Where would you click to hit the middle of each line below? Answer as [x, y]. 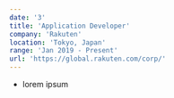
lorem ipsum [45, 84]
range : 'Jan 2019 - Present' [64, 51]
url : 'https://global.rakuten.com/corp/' [88, 59]
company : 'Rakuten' [46, 34]
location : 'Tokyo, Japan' [57, 42]
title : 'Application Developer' [70, 26]
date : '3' [28, 17]
